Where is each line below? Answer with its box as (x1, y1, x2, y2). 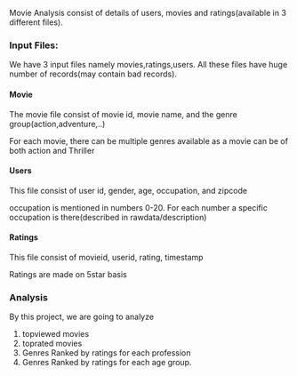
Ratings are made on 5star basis (9, 268, 127, 279)
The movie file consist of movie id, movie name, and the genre (9, 108, 237, 119)
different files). (9, 17, 64, 28)
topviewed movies (21, 329, 90, 340)
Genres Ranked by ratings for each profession (21, 348, 191, 358)
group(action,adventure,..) (9, 118, 106, 129)
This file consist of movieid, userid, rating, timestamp (9, 252, 204, 262)
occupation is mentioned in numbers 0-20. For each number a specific (9, 202, 269, 212)
